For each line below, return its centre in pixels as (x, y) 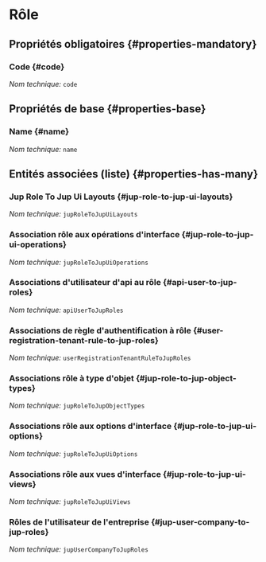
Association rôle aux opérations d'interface (94, 235)
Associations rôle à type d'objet (71, 378)
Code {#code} (37, 67)
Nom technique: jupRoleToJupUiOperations (79, 262)
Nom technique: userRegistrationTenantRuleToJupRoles (100, 358)
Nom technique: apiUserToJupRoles (66, 310)
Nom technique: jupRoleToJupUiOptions (73, 453)
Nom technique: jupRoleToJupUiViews (70, 502)
